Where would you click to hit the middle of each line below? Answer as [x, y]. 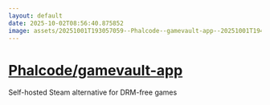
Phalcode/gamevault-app [96, 70]
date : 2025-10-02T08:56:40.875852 [66, 23]
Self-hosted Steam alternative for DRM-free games [93, 92]
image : [19, 30]
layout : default [35, 16]
